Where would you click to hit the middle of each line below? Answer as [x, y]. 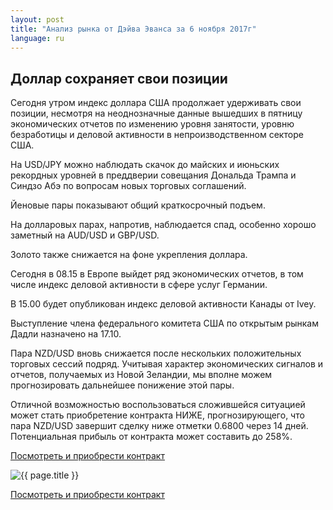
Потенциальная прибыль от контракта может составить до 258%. [151, 437]
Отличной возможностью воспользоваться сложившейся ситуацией [158, 405]
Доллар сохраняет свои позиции [119, 78]
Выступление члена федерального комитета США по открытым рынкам [165, 323]
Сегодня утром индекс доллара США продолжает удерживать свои [156, 103]
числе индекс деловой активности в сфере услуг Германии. [139, 285]
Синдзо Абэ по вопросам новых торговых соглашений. [128, 186]
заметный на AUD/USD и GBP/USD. [85, 235]
